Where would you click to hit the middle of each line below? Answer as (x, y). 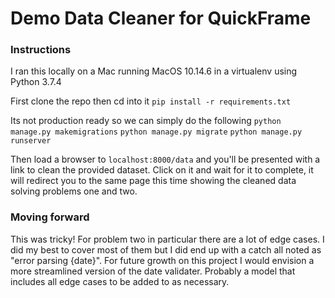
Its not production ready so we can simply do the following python (146, 121)
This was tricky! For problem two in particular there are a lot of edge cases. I (167, 239)
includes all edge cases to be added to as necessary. (120, 281)
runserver (31, 141)
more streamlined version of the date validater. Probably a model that (153, 271)
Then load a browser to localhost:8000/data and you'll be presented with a (165, 159)
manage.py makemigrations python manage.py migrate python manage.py (156, 132)
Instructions (41, 50)
